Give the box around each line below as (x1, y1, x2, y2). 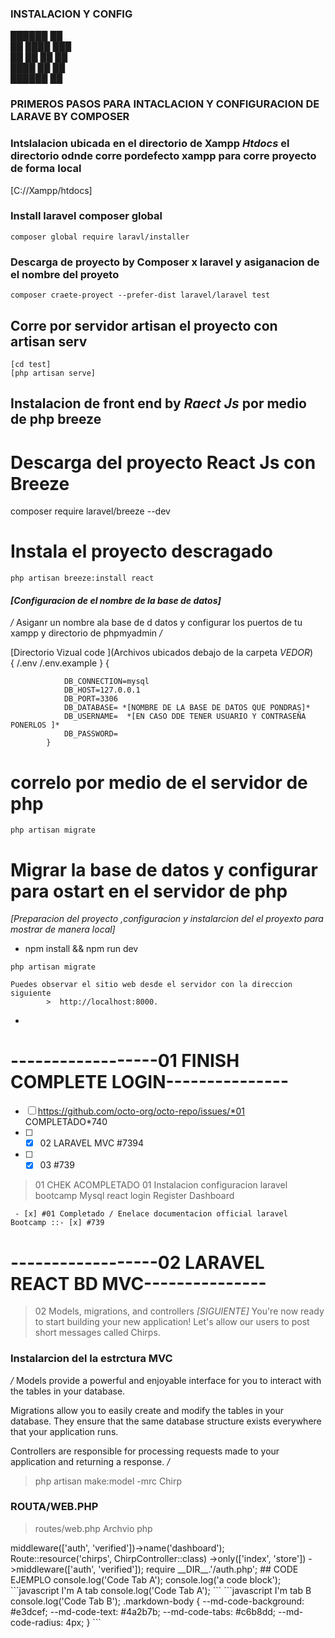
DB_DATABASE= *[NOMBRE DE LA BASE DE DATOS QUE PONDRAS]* (63, 703, 311, 713)
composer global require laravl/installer (10, 232, 190, 242)
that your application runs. (10, 1425, 119, 1437)
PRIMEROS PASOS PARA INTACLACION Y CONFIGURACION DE (10, 97, 320, 111)
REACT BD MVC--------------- (10, 1272, 267, 1295)
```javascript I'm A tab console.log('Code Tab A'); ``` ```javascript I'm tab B (10, 1584, 312, 1596)
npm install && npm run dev (24, 943, 139, 955)
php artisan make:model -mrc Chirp (34, 1475, 182, 1487)
